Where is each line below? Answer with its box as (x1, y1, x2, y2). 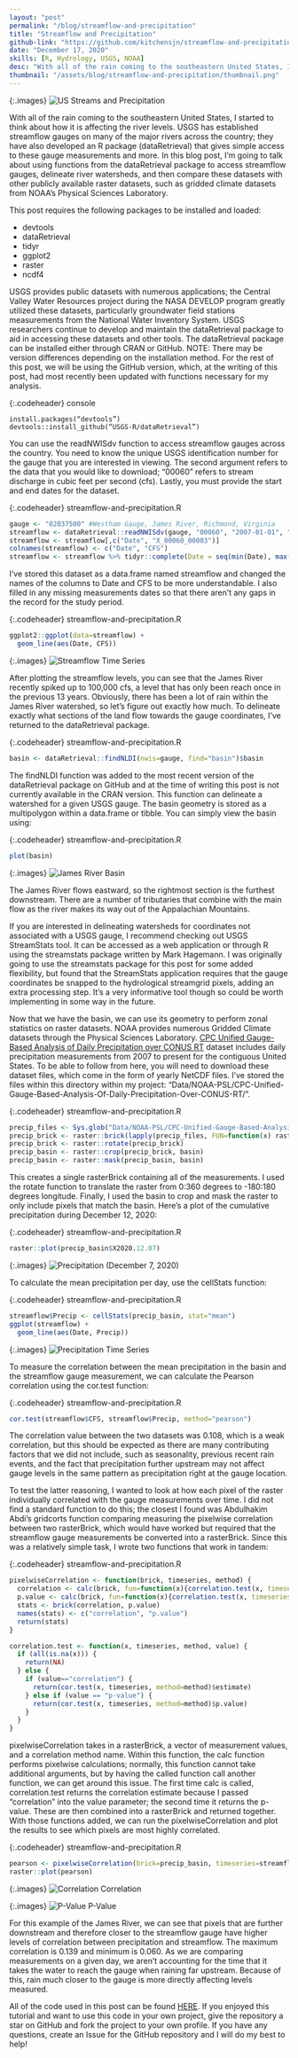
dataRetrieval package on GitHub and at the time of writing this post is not (9, 779, 279, 790)
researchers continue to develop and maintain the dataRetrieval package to (9, 324, 284, 334)
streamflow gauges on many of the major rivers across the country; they (9, 130, 274, 142)
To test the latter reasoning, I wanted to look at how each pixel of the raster (9, 1485, 284, 1496)
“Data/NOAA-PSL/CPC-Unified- (168, 1079, 285, 1090)
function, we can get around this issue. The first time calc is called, (9, 1778, 255, 1788)
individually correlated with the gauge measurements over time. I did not (9, 1495, 274, 1506)
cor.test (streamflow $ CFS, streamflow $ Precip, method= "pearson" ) (9, 1414, 252, 1423)
